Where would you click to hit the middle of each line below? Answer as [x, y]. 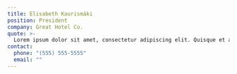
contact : [20, 47]
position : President [38, 20]
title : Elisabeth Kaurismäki [50, 14]
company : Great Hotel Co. [45, 27]
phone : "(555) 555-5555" [50, 54]
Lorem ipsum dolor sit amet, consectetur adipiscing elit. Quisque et [120, 40]
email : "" [28, 60]
